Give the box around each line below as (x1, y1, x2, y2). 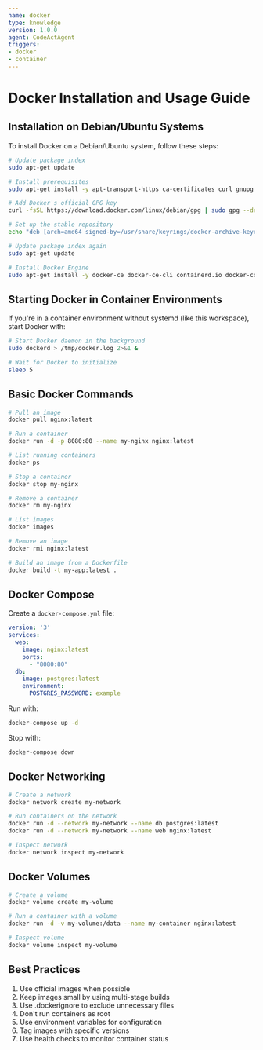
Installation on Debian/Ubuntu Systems (8, 120, 204, 134)
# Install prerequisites (8, 177, 89, 185)
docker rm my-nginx (8, 502, 72, 510)
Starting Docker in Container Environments (8, 292, 223, 306)
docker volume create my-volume (8, 898, 113, 906)
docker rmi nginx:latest (8, 544, 89, 552)
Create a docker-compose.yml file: (8, 609, 115, 618)
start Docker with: (8, 322, 66, 331)
